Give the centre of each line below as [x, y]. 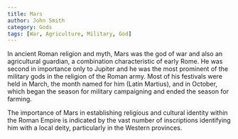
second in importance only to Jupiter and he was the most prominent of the [118, 69]
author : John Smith [36, 21]
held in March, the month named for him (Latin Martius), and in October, [113, 84]
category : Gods [30, 27]
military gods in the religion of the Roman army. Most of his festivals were [115, 77]
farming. [20, 99]
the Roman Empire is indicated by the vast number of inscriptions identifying [119, 121]
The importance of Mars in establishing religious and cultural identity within [118, 113]
